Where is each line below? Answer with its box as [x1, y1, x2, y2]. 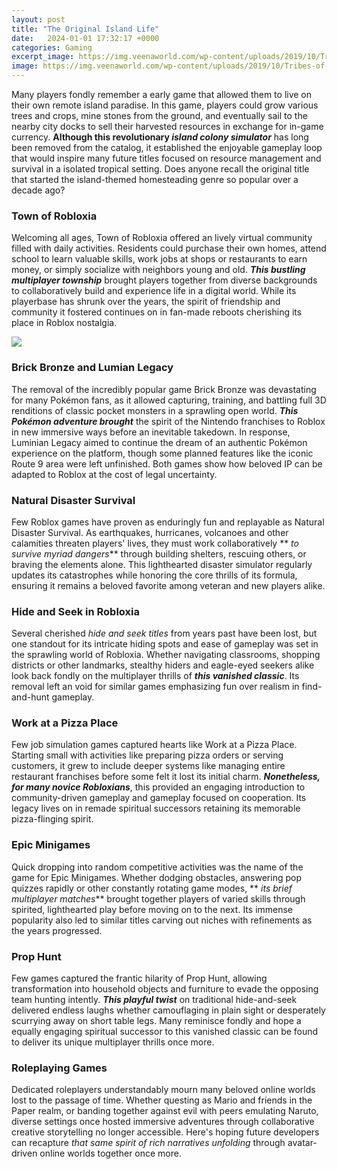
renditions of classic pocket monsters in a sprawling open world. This [11, 404, 299, 416]
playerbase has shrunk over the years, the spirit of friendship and [11, 296, 281, 308]
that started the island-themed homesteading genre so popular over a [11, 174, 299, 185]
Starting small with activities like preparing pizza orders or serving [11, 749, 284, 761]
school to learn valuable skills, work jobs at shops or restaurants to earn [11, 253, 308, 265]
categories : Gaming [11, 42, 93, 53]
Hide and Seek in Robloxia [11, 604, 140, 618]
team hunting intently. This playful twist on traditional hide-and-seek [11, 994, 298, 1006]
